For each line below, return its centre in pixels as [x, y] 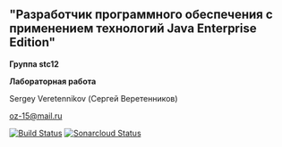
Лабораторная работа [53, 81]
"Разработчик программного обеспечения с [141, 15]
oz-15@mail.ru [36, 116]
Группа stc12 [34, 64]
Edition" [33, 42]
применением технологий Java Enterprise [133, 29]
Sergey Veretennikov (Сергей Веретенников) [94, 98]
